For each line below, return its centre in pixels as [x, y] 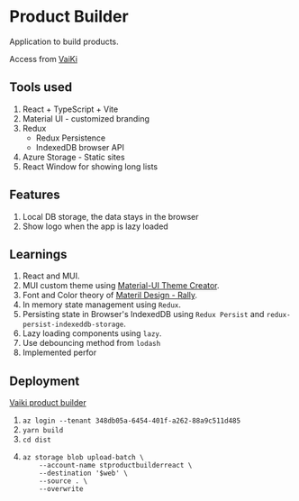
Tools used [41, 87]
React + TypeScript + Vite [70, 109]
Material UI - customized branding [86, 118]
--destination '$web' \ [83, 474]
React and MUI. [51, 276]
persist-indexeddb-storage [73, 325]
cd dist [36, 440]
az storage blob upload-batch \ [83, 458]
